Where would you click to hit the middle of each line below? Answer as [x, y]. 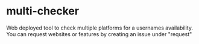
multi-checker [43, 11]
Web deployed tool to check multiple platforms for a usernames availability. [99, 28]
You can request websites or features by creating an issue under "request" [99, 34]
